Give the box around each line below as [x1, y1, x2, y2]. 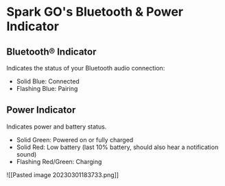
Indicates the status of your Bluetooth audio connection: [6, 64, 165, 72]
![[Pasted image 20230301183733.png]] [6, 170, 119, 178]
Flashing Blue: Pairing [16, 85, 78, 92]
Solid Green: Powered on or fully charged [16, 135, 134, 144]
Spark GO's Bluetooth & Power [6, 4, 183, 20]
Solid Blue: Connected [16, 77, 80, 85]
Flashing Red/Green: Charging [16, 157, 102, 165]
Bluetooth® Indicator [6, 46, 97, 57]
